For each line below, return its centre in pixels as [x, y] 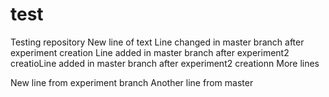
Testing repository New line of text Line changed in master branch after [157, 42]
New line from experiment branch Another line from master [132, 82]
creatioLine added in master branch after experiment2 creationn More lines [165, 63]
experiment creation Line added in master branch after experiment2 [150, 52]
